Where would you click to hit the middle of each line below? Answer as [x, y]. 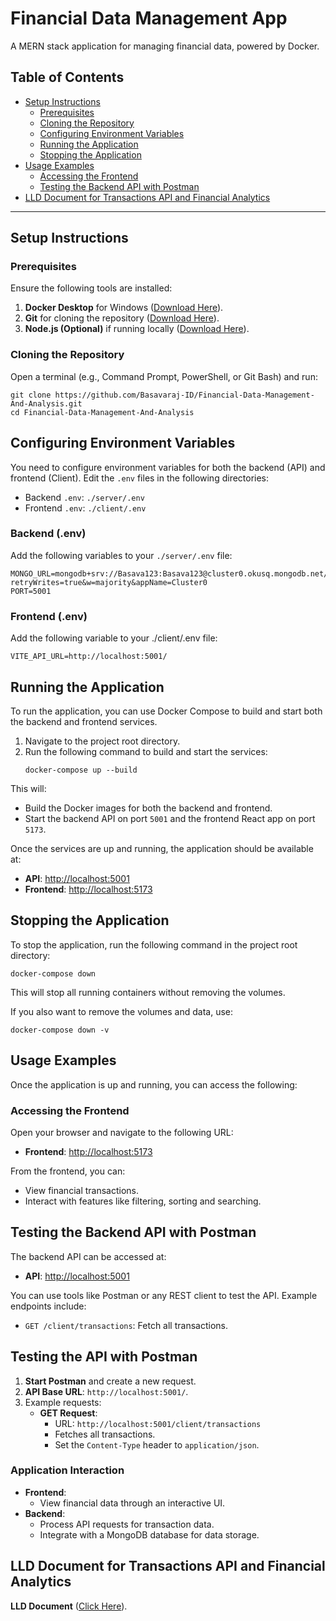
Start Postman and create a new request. [110, 1381]
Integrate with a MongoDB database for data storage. [149, 1534]
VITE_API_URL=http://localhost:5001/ [89, 657]
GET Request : [68, 1413]
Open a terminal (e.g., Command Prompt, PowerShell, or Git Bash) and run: [164, 376]
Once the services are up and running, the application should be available [162, 848]
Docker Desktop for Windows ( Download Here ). [124, 308]
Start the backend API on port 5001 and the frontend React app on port [170, 818]
